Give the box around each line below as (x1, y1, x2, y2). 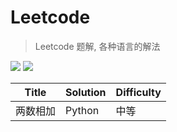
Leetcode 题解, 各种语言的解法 (34, 40, 161, 52)
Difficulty (115, 85, 162, 99)
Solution (65, 85, 107, 99)
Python (65, 103, 100, 117)
